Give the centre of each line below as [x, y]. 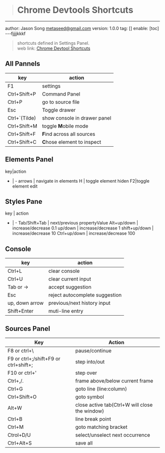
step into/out [90, 362]
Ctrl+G [15, 389]
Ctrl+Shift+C [22, 142]
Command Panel [61, 94]
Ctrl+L [15, 271]
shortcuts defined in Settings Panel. [53, 43]
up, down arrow [26, 303]
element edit [25, 186]
